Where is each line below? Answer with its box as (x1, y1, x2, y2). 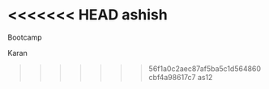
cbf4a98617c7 (148, 72, 196, 82)
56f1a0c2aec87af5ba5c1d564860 (148, 63, 261, 74)
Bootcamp (7, 32, 42, 42)
